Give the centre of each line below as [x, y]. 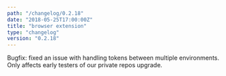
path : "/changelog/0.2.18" [45, 13]
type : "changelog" [33, 32]
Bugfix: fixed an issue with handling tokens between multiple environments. [113, 58]
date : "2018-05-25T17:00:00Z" [50, 20]
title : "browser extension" [47, 26]
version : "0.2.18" [33, 39]
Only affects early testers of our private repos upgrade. [85, 65]
